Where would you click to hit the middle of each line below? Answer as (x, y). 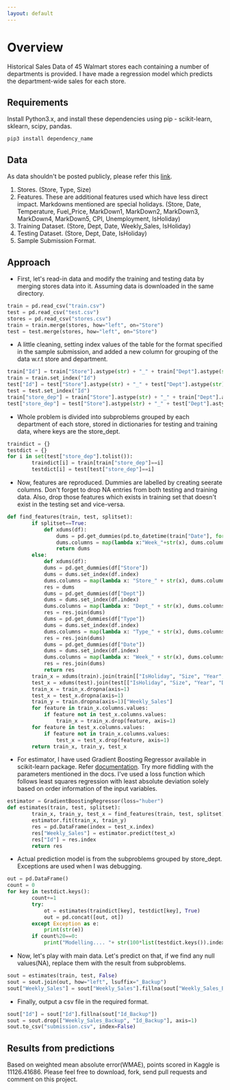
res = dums (59, 587)
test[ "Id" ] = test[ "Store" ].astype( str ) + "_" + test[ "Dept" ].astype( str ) (116, 385)
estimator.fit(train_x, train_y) (79, 820)
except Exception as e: (65, 923)
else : (40, 555)
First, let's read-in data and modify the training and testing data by (111, 279)
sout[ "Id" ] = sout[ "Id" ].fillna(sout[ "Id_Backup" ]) (82, 1014)
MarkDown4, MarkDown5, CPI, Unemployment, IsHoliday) (99, 219)
